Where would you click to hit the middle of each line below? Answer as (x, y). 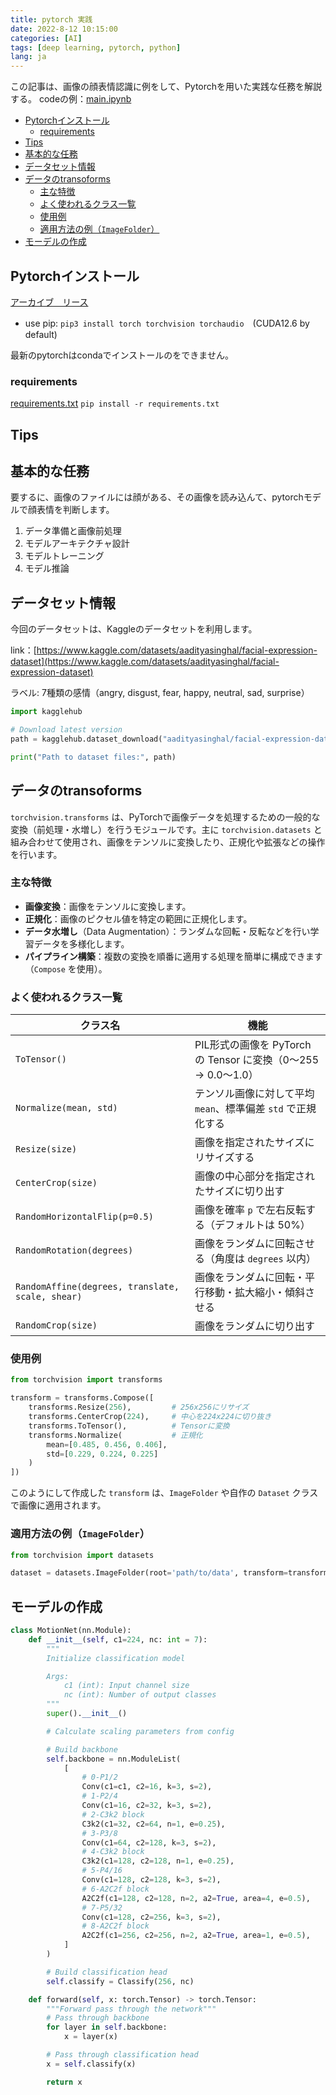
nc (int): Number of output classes (140, 1695)
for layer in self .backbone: (107, 2027)
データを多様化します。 (81, 943)
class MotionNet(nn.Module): (71, 1631)
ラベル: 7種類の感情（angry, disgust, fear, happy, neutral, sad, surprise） (160, 693)
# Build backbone (82, 1749)
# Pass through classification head (122, 2055)
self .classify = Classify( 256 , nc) (120, 1981)
